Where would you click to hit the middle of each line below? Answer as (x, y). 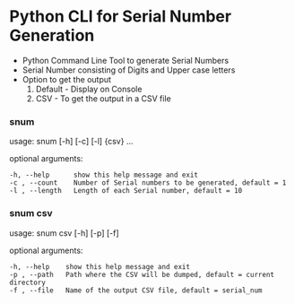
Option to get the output (67, 79)
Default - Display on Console (89, 89)
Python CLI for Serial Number (120, 17)
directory (28, 282)
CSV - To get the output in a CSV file (104, 98)
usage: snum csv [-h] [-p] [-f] (64, 233)
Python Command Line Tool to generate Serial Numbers (126, 60)
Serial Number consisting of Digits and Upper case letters (129, 70)
